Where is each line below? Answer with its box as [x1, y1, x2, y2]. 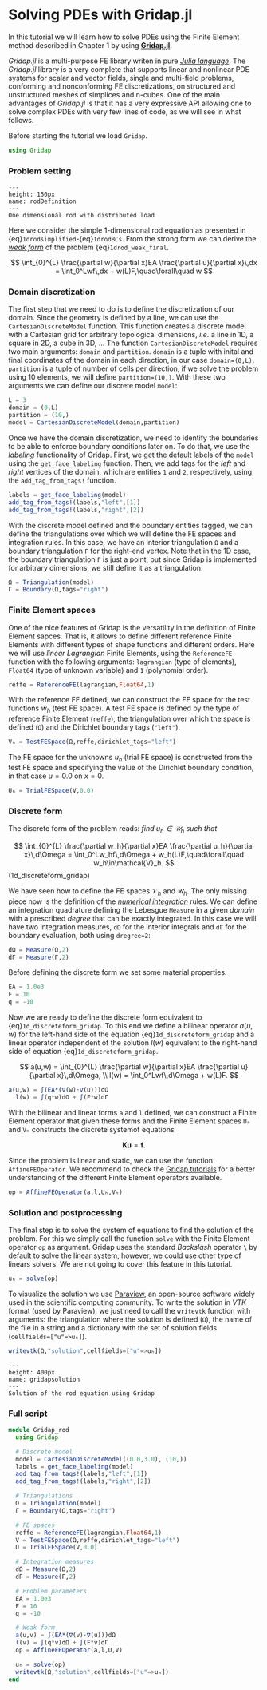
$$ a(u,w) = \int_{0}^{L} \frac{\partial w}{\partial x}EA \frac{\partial [19, 1062, 240, 1072]
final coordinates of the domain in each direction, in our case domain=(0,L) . [8, 356, 255, 365]
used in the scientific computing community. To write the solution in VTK [8, 1297, 247, 1307]
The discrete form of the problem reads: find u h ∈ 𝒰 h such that [8, 824, 218, 835]
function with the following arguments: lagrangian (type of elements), [8, 657, 237, 666]
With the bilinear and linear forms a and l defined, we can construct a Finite [8, 1107, 257, 1117]
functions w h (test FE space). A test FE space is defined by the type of [8, 703, 240, 715]
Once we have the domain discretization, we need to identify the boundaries [8, 433, 259, 443]
